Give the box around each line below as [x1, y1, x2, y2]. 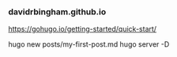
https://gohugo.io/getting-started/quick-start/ [8, 25, 156, 34]
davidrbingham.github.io [8, 6, 107, 17]
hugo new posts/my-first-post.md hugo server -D [8, 40, 170, 49]
